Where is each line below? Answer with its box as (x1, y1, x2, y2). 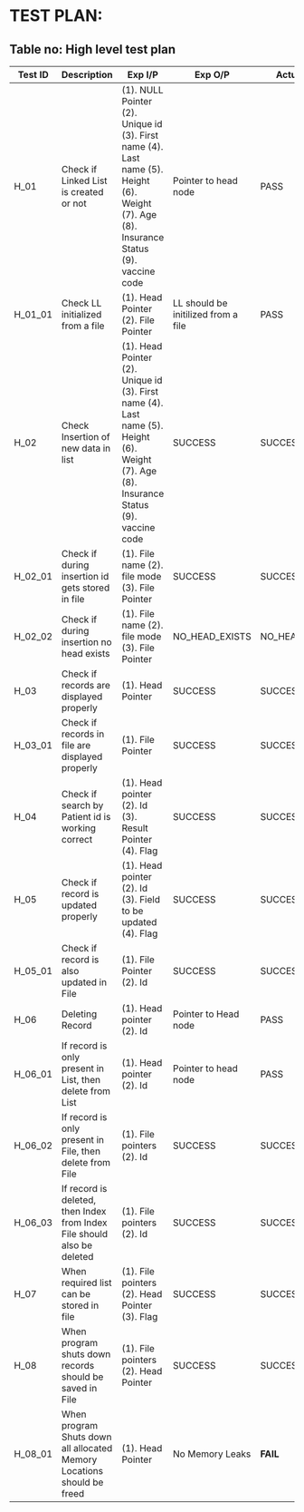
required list (61, 1276, 112, 1289)
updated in (61, 976, 107, 989)
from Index (61, 1216, 108, 1229)
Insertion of (61, 431, 110, 443)
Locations (61, 1465, 104, 1477)
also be (61, 1239, 93, 1252)
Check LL (61, 297, 102, 309)
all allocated (61, 1442, 113, 1454)
